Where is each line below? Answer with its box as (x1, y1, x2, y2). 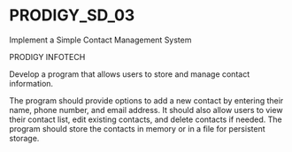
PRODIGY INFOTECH (9, 51, 86, 62)
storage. (9, 133, 40, 143)
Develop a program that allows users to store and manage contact (9, 68, 250, 80)
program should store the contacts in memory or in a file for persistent (9, 123, 265, 133)
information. (9, 78, 54, 88)
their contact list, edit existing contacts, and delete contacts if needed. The (9, 114, 282, 125)
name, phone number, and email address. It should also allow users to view (9, 104, 283, 115)
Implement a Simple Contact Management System (9, 34, 192, 45)
